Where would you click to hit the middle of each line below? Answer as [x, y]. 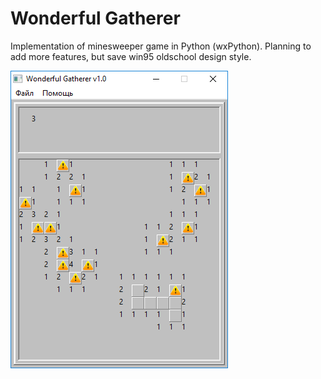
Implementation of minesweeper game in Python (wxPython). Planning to [161, 46]
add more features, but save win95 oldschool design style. [131, 56]
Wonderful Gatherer [95, 18]
